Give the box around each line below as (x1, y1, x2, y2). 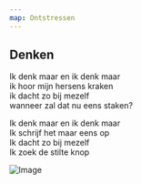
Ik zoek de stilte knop (9, 147, 90, 158)
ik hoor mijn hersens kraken (9, 81, 114, 92)
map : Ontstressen (9, 13, 76, 23)
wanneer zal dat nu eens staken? (9, 100, 134, 111)
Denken (9, 47, 55, 63)
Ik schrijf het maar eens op (9, 128, 110, 138)
